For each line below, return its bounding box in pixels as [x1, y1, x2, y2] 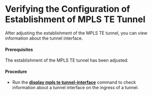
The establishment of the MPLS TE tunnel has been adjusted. [5, 57, 129, 63]
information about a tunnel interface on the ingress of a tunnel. [12, 85, 139, 91]
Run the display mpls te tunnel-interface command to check [12, 79, 136, 85]
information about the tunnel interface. [5, 35, 83, 41]
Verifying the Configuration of [5, 3, 130, 15]
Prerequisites [5, 47, 33, 52]
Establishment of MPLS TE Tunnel [5, 14, 146, 25]
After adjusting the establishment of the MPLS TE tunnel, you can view [5, 30, 148, 36]
